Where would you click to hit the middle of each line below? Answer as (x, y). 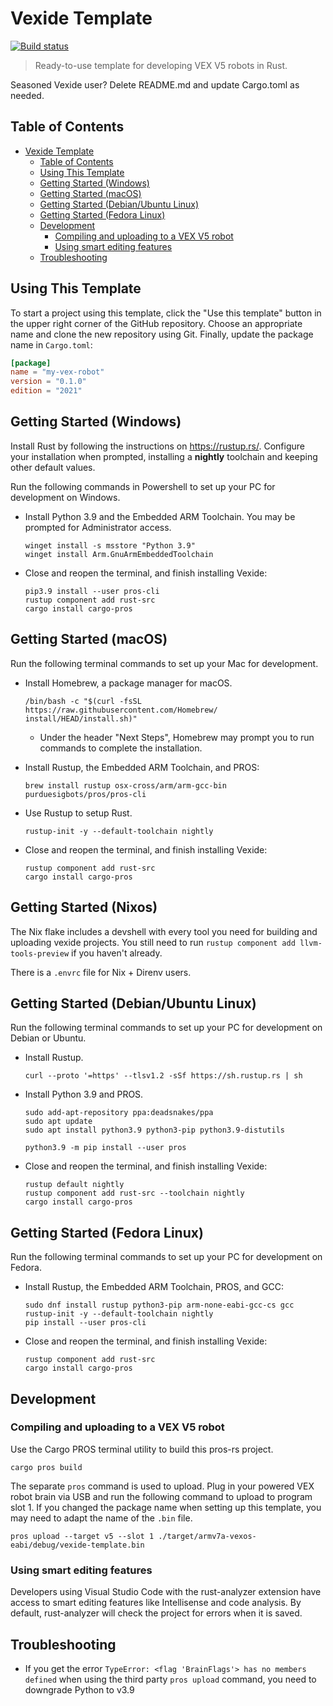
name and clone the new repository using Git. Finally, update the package (162, 334)
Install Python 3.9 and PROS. (84, 1094)
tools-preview (40, 953)
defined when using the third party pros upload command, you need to (170, 1679)
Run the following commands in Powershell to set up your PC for (143, 486)
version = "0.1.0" (48, 382)
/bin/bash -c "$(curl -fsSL (83, 701)
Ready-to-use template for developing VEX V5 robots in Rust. (161, 65)
